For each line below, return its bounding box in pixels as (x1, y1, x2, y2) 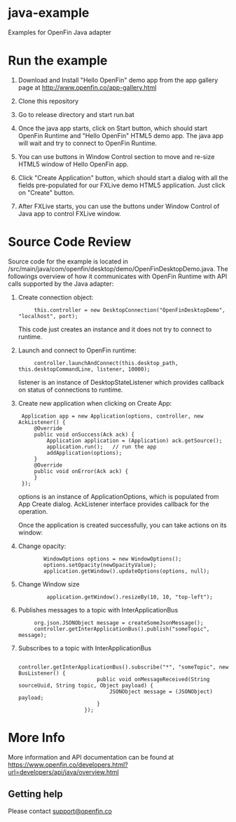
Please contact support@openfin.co (8, 807, 113, 815)
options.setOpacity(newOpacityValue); (43, 561, 157, 568)
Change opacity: (18, 542, 67, 550)
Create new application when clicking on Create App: (18, 399, 172, 407)
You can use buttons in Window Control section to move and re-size (18, 152, 215, 160)
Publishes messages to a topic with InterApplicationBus (18, 605, 179, 614)
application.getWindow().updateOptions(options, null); (43, 568, 210, 575)
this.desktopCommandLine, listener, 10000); (18, 366, 151, 373)
